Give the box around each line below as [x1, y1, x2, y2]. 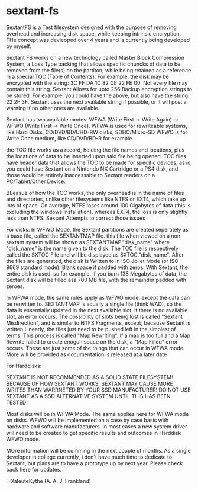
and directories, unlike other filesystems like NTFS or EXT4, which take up [6, 196, 186, 203]
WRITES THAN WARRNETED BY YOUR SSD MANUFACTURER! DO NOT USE [6, 386, 191, 393]
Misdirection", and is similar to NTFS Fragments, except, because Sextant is [6, 319, 191, 326]
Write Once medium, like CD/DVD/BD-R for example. [6, 134, 134, 142]
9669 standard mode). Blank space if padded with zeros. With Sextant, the [6, 264, 188, 271]
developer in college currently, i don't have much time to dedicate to [6, 453, 173, 460]
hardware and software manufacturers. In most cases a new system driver [6, 422, 187, 430]
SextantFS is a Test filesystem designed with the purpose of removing [6, 24, 177, 31]
